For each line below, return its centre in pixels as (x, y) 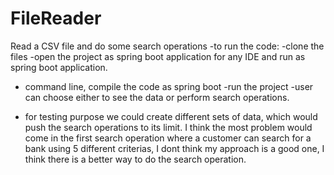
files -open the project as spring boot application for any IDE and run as (158, 56)
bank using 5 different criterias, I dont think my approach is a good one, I (174, 148)
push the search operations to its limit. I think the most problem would (168, 127)
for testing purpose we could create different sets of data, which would (171, 116)
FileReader (56, 18)
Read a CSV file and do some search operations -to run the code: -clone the (167, 46)
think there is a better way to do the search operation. (135, 159)
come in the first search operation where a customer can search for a (168, 138)
